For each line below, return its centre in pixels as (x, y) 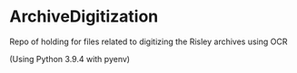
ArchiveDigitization (84, 17)
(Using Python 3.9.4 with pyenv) (69, 59)
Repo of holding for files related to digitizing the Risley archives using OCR (148, 41)
